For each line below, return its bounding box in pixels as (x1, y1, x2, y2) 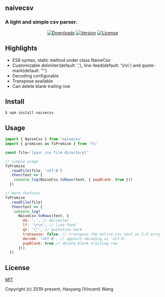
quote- (141, 62, 156, 68)
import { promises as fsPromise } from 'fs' (5, 141, 98, 146)
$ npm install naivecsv (5, 110, 54, 115)
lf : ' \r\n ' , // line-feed (23, 223, 76, 228)
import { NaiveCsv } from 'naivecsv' (5, 137, 82, 142)
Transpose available (12, 78, 53, 84)
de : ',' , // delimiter (23, 218, 69, 223)
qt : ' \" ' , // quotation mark (23, 227, 82, 232)
